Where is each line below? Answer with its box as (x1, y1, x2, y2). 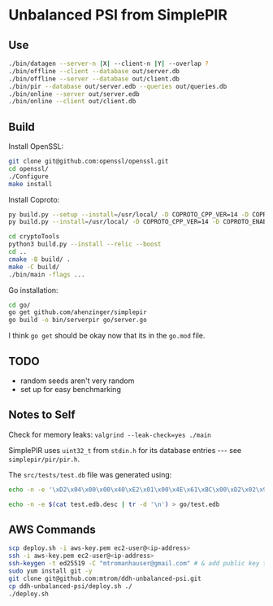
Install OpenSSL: (8, 142, 64, 151)
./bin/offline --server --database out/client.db (8, 75, 180, 83)
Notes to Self (8, 408, 76, 422)
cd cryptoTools (8, 233, 60, 241)
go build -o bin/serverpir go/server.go (8, 316, 148, 325)
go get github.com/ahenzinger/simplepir (8, 308, 148, 316)
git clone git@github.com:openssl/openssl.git (8, 157, 169, 166)
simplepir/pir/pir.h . (8, 454, 80, 464)
